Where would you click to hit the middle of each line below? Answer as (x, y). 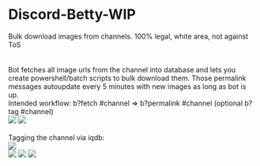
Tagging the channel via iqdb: (57, 137)
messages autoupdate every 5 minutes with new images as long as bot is (127, 86)
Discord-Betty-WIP (72, 15)
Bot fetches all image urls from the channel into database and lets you (122, 69)
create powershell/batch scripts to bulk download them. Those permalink (127, 78)
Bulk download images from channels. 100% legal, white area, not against (128, 36)
